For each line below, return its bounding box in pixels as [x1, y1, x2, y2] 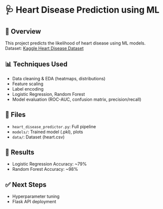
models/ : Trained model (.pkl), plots [12, 129, 83, 135]
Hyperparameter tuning [12, 193, 60, 199]
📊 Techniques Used [5, 60, 68, 69]
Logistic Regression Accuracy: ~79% [12, 161, 87, 167]
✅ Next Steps [5, 180, 47, 189]
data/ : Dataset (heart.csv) [12, 134, 65, 140]
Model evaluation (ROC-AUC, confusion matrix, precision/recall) [12, 96, 141, 102]
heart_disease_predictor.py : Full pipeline [12, 123, 96, 129]
